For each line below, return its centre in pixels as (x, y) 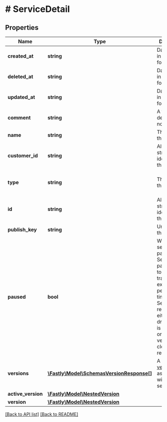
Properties (22, 28)
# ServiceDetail (38, 9)
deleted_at (20, 77)
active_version (25, 394)
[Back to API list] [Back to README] (42, 414)
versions (18, 373)
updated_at (21, 97)
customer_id (23, 156)
